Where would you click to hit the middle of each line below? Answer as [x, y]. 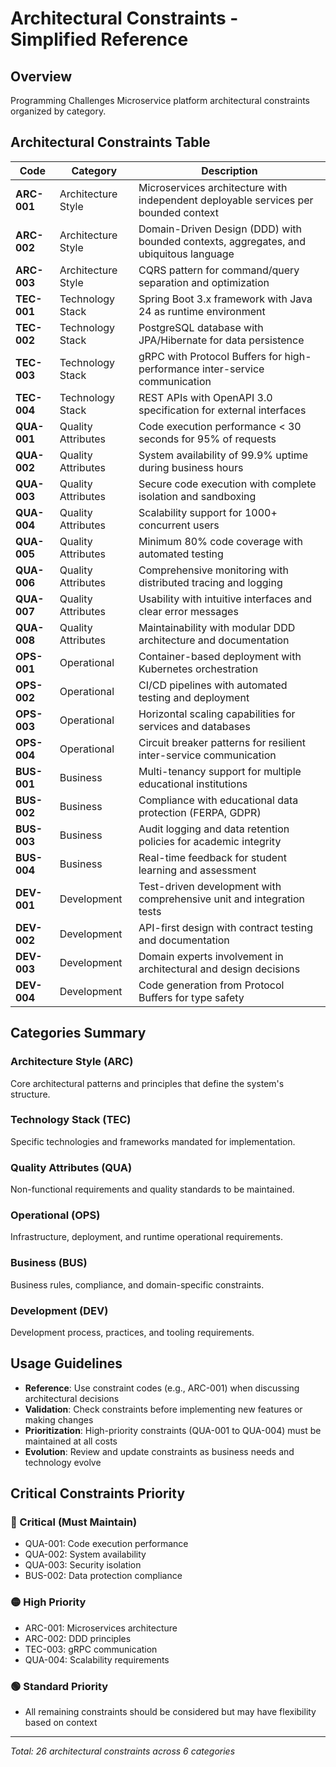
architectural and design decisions [219, 969]
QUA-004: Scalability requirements [97, 1659]
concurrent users [179, 525]
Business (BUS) [49, 1263]
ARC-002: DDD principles [78, 1638]
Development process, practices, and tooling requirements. [132, 1332]
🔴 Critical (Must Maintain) [74, 1522]
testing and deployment [194, 697]
